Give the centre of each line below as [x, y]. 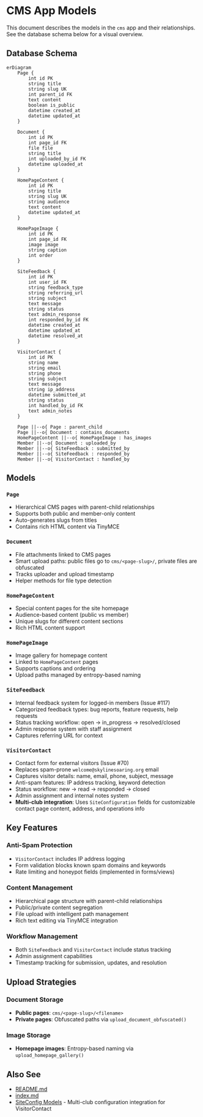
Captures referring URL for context [59, 735]
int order [41, 255]
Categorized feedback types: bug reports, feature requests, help [97, 709]
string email [45, 368]
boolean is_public [52, 105]
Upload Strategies [41, 982]
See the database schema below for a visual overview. [75, 34]
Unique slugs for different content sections [69, 621]
